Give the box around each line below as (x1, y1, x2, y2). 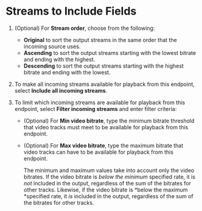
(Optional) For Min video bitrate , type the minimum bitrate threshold (23, 117, 195, 124)
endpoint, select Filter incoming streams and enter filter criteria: (14, 105, 177, 112)
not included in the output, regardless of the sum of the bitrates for (23, 179, 191, 187)
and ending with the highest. (23, 55, 96, 63)
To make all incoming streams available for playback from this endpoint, (14, 80, 195, 88)
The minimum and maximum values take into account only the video (23, 166, 195, 174)
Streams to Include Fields (5, 4, 137, 18)
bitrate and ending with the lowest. (23, 68, 111, 76)
